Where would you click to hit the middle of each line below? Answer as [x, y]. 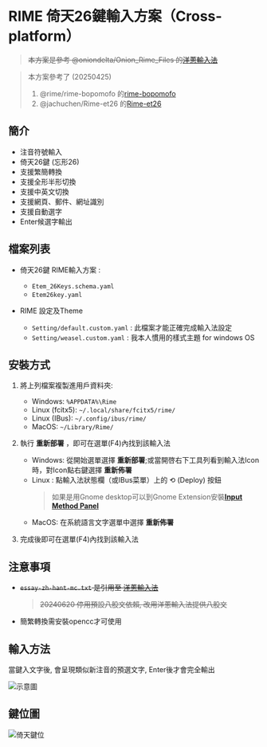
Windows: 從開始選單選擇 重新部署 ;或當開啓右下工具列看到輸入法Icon [145, 460]
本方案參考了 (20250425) [69, 76]
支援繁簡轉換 [41, 171]
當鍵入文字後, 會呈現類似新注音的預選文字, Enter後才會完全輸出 [112, 669]
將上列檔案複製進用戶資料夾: [66, 385]
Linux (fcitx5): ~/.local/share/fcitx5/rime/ [104, 410]
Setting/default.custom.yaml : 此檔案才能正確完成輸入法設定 [132, 327]
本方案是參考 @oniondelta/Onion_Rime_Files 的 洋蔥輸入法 [122, 60]
